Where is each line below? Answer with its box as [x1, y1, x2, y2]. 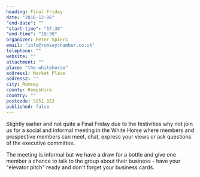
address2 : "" [6, 76, 39, 82]
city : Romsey [6, 82, 39, 88]
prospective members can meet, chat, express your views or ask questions [6, 133, 192, 140]
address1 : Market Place [6, 70, 66, 76]
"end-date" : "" [6, 20, 44, 26]
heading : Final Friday [6, 8, 63, 15]
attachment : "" [6, 59, 44, 65]
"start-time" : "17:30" [6, 25, 63, 32]
